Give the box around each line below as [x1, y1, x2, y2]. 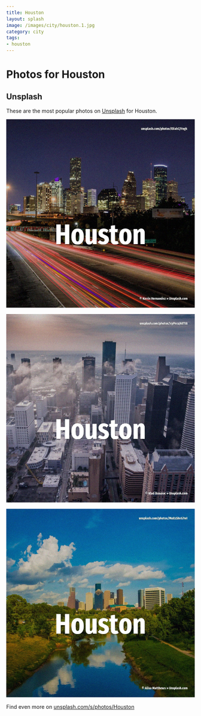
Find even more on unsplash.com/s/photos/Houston [6, 703, 135, 710]
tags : [6, 35, 20, 41]
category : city [6, 29, 44, 35]
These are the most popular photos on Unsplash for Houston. [6, 108, 157, 114]
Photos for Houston [6, 68, 105, 81]
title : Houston [6, 10, 44, 16]
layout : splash [6, 16, 44, 22]
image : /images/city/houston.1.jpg [6, 22, 95, 28]
